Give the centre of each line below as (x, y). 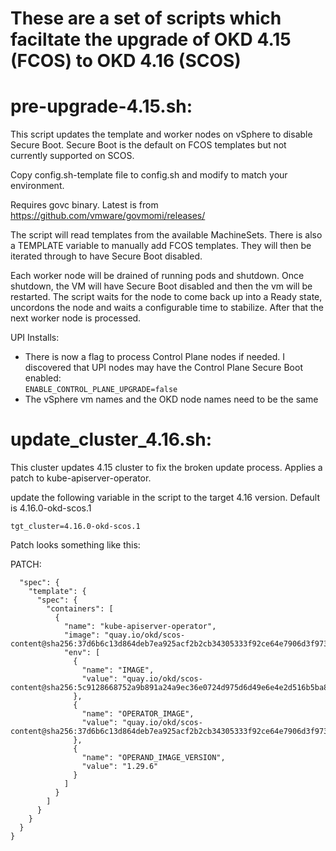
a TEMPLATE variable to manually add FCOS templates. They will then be (161, 246)
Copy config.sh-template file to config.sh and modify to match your (149, 175)
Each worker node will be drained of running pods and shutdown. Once (157, 276)
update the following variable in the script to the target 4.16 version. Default (165, 498)
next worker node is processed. (76, 318)
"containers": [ (80, 609)
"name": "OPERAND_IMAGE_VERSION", (153, 758)
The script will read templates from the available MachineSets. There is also (166, 235)
